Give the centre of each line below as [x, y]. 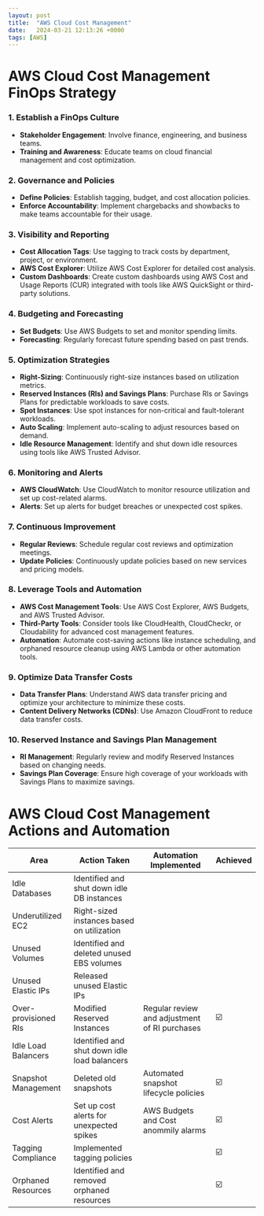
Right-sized [95, 911]
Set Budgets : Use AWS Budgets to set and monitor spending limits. [128, 331]
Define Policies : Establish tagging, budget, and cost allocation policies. [135, 198]
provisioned [34, 1018]
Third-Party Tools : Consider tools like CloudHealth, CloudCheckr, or [130, 623]
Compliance [34, 1158]
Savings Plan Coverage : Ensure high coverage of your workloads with [134, 774]
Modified [90, 1008]
